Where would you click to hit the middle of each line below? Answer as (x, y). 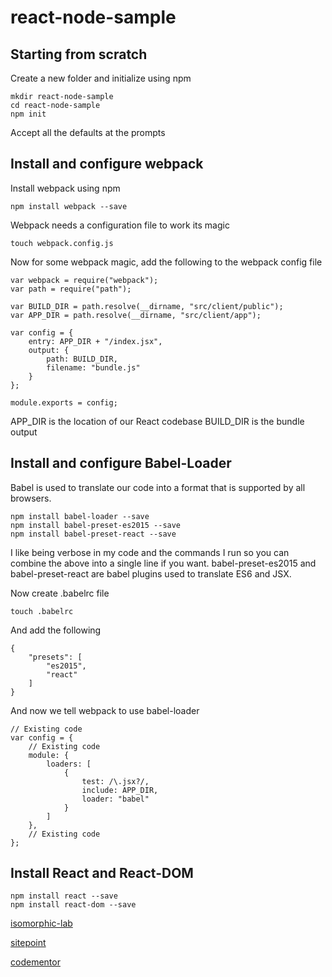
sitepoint (28, 943)
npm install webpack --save (69, 206)
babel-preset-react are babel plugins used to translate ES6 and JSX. (151, 573)
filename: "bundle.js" (93, 367)
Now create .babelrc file (60, 593)
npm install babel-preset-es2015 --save (96, 525)
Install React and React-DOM (102, 873)
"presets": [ (55, 657)
